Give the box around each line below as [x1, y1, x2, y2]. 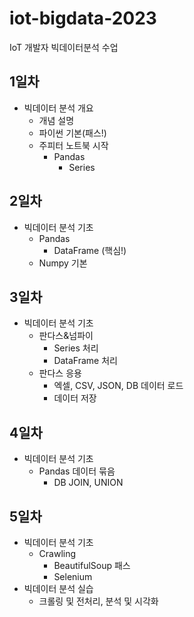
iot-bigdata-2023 [9, 7, 157, 30]
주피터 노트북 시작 [38, 139, 109, 151]
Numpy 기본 [38, 257, 88, 269]
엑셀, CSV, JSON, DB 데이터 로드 [53, 380, 184, 392]
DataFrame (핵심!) [53, 244, 127, 256]
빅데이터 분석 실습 [23, 583, 94, 594]
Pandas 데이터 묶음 [38, 465, 116, 477]
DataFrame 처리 [53, 355, 118, 367]
